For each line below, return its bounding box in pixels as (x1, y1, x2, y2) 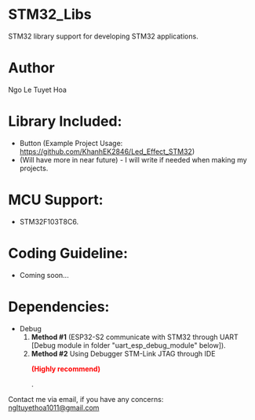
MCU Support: (8, 191, 104, 209)
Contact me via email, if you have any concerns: (8, 394, 164, 404)
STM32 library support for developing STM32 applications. (8, 31, 199, 41)
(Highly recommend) (31, 363, 100, 374)
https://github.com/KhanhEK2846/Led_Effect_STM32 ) (19, 147, 195, 156)
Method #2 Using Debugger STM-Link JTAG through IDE (31, 349, 216, 358)
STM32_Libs (8, 5, 92, 24)
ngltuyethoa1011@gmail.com (8, 403, 100, 412)
